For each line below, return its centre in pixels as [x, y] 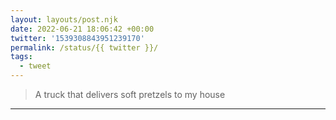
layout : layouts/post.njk [64, 19]
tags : [21, 57]
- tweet [35, 66]
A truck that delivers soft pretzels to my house [130, 94]
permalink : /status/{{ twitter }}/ [84, 47]
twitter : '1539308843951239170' [77, 38]
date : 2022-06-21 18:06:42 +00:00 [82, 29]
